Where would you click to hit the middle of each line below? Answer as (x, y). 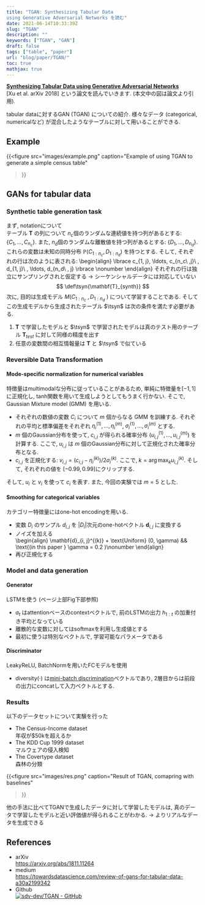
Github (24, 889)
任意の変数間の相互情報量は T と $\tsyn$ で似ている (81, 343)
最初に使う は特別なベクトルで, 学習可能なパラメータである (89, 636)
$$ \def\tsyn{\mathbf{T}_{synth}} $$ (103, 286)
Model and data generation (47, 570)
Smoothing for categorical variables (53, 497)
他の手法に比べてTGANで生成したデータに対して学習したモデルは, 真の (95, 807)
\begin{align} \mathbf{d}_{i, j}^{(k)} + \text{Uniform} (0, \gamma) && (101, 540)
